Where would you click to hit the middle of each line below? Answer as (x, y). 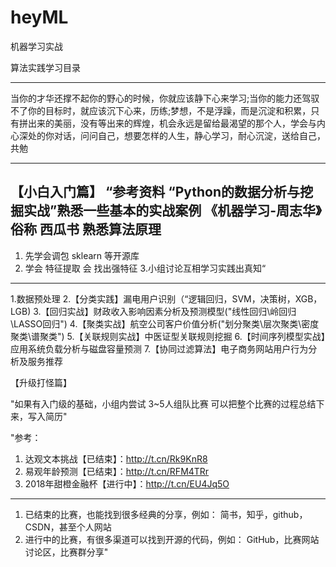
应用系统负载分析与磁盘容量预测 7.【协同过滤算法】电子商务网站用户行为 (159, 348)
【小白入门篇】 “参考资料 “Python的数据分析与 (155, 192)
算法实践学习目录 (45, 67)
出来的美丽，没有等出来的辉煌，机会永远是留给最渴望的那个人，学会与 (172, 123)
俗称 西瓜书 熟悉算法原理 (86, 229)
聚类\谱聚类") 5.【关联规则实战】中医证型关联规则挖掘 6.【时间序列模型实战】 (168, 336)
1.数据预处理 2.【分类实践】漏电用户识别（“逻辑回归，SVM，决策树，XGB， (166, 298)
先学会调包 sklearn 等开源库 (82, 255)
